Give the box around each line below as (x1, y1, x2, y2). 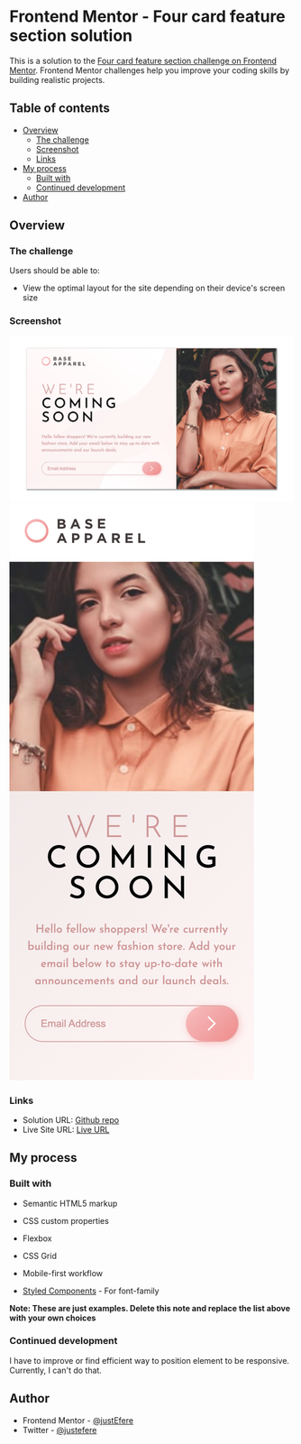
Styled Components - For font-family (22, 1285, 160, 1296)
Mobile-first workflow (22, 1267, 104, 1278)
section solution (9, 25, 133, 46)
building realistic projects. (9, 74, 105, 85)
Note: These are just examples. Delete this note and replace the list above (9, 1302, 291, 1313)
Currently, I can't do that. (9, 1365, 102, 1375)
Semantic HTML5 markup (22, 1198, 118, 1209)
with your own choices (9, 1312, 96, 1323)
